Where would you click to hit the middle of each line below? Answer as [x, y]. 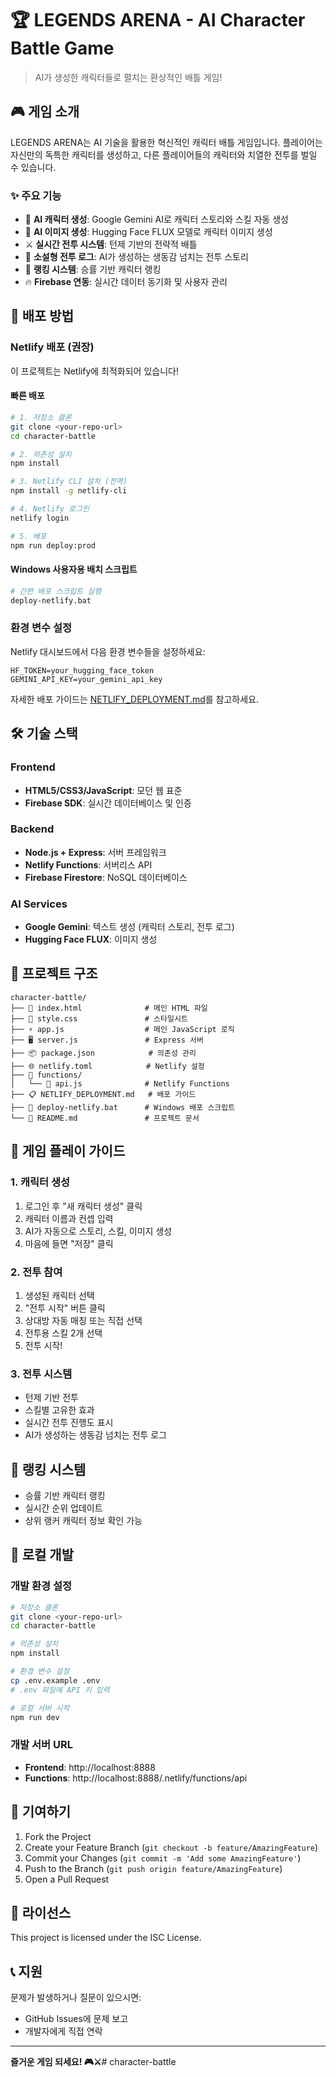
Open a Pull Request [67, 1879]
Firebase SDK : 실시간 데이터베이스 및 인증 [108, 803]
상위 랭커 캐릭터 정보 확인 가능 [83, 1520]
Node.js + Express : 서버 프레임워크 [95, 852]
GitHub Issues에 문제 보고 [76, 2019]
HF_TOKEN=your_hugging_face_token [82, 670]
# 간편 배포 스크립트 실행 [56, 591]
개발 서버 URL [41, 1745]
